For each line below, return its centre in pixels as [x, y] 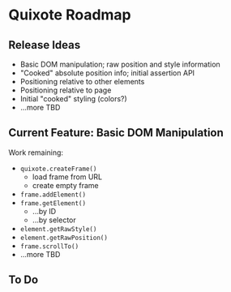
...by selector [54, 220]
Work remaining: [36, 152]
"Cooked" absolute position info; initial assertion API [107, 73]
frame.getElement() [53, 203]
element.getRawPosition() [64, 238]
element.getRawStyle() [58, 229]
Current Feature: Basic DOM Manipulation [116, 133]
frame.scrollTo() [49, 246]
